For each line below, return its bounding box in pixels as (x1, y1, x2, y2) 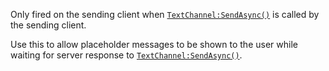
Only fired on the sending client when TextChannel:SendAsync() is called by (10, 9, 320, 20)
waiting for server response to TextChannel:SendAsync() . (10, 49, 243, 61)
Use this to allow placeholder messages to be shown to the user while (10, 39, 298, 50)
